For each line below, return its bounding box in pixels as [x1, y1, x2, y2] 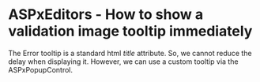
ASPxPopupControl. [8, 65, 73, 74]
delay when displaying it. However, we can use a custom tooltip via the [8, 57, 239, 66]
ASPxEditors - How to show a [8, 6, 204, 24]
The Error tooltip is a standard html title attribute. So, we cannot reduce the [8, 48, 252, 58]
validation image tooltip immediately [8, 22, 253, 40]
